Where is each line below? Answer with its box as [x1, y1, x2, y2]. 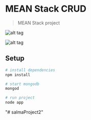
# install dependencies [5, 67, 56, 72]
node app [5, 100, 24, 105]
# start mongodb [5, 82, 39, 87]
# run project [5, 95, 35, 100]
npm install [5, 72, 30, 77]
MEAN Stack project [17, 20, 60, 26]
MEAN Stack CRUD [5, 3, 87, 15]
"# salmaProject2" [5, 109, 43, 115]
